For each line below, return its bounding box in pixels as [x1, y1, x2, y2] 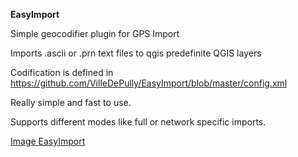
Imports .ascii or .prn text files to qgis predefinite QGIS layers [10, 47, 262, 59]
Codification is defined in [10, 67, 114, 78]
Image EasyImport [10, 135, 86, 147]
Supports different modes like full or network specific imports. [10, 116, 267, 128]
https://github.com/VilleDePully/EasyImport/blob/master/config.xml [10, 77, 288, 89]
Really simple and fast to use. [10, 97, 132, 108]
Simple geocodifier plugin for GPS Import [10, 28, 180, 39]
